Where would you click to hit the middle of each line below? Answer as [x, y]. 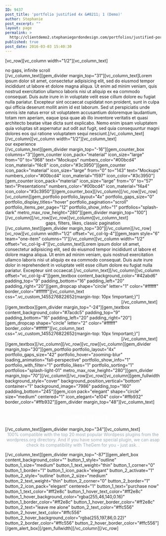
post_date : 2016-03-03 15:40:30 [38, 47]
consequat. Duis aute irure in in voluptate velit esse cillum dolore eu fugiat [80, 97]
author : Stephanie [24, 19]
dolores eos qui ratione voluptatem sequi [47, 133]
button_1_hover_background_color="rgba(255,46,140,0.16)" [65, 497]
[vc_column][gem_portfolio [33, 197]
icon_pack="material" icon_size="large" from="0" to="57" [94, 181]
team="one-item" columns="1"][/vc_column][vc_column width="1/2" [75, 239]
